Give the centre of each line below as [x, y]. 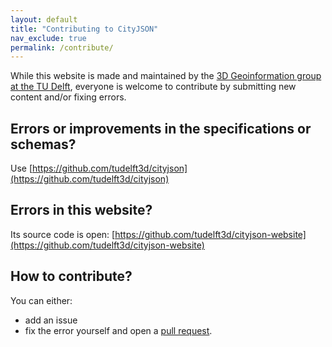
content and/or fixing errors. [68, 97]
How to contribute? [71, 276]
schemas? [43, 144]
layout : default [44, 19]
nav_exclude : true [48, 38]
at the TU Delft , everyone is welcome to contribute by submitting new [153, 87]
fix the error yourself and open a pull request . [118, 330]
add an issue [51, 320]
